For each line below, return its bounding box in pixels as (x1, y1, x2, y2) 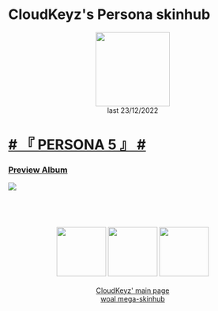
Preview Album (8, 164, 68, 175)
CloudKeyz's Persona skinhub (8, 6, 211, 24)
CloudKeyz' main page (96, 286, 170, 295)
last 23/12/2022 (107, 105, 159, 115)
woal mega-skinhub (100, 294, 166, 303)
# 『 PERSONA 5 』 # (8, 136, 146, 154)
